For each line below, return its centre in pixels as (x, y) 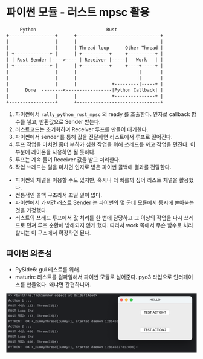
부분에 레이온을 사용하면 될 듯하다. (55, 152)
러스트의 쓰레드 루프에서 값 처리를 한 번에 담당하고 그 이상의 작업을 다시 (99, 218)
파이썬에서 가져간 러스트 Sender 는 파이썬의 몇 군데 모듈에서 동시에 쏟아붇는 (105, 202)
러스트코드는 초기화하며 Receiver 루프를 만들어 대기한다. (82, 129)
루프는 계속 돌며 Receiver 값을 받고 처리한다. (68, 159)
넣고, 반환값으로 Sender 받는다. (63, 121)
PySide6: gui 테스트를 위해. (47, 269)
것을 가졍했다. (31, 210)
